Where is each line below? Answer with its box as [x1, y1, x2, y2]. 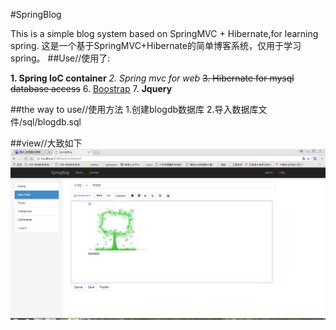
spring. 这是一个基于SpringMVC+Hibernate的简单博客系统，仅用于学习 [10, 40, 302, 51]
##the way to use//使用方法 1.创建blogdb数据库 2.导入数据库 [10, 104, 259, 115]
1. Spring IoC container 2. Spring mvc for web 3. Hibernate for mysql [10, 72, 295, 84]
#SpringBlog [10, 9, 62, 20]
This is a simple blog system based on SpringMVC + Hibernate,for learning [10, 28, 319, 39]
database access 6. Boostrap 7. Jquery [10, 83, 173, 94]
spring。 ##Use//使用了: [10, 52, 111, 64]
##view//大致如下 [10, 137, 83, 149]
